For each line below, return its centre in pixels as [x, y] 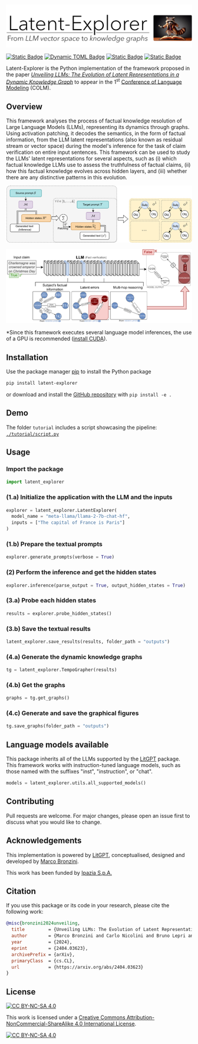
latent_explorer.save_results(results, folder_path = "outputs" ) [88, 642]
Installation [27, 357]
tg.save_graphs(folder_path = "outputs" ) [58, 726]
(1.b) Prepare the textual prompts [55, 544]
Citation [21, 891]
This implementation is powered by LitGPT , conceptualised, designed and [95, 855]
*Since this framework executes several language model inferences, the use [99, 333]
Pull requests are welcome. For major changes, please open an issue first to [98, 816]
